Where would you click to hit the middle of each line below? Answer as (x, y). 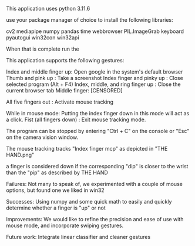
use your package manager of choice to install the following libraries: (90, 20)
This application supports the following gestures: (65, 60)
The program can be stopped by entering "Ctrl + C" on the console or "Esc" (98, 131)
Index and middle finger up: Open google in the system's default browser (95, 72)
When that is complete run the (43, 49)
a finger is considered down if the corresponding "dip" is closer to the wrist (97, 166)
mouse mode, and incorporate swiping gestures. (65, 225)
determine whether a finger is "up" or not (56, 208)
